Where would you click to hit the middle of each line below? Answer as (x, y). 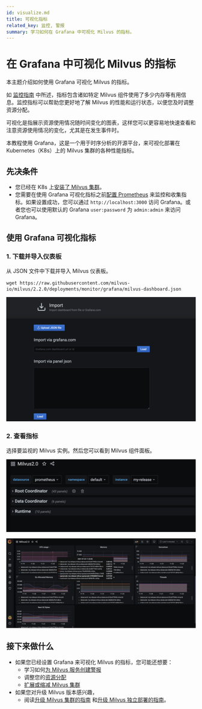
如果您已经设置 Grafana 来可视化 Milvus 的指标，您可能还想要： (94, 662)
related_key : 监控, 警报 (35, 25)
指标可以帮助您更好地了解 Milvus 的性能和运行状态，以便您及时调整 (110, 102)
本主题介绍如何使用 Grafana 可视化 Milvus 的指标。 (69, 82)
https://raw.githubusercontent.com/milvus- (75, 283)
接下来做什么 (30, 647)
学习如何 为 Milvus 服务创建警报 (63, 669)
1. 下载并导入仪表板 (34, 257)
